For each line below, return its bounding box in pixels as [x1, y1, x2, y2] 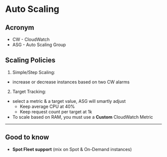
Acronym [5, 23, 34, 32]
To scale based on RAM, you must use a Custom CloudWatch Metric [12, 114, 153, 120]
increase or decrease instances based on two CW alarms [12, 78, 130, 85]
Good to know [5, 133, 49, 142]
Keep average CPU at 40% [19, 103, 76, 109]
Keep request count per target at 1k [19, 108, 92, 115]
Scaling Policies [5, 56, 56, 65]
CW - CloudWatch [12, 36, 50, 42]
